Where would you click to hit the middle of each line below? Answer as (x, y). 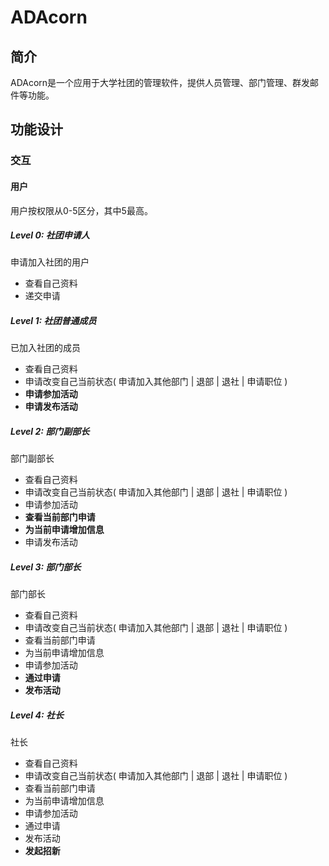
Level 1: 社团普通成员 (53, 321)
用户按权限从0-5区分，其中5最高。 (81, 210)
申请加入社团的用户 (50, 262)
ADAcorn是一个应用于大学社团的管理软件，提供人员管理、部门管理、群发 (160, 82)
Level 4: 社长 (37, 715)
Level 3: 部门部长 (46, 567)
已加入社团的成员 (45, 348)
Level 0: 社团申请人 (50, 235)
